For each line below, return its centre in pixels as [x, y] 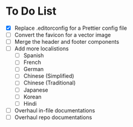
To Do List [31, 11]
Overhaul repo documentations [53, 117]
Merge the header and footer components [66, 42]
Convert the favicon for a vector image [63, 35]
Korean [32, 97]
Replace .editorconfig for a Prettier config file [71, 28]
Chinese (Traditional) [50, 83]
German [34, 69]
